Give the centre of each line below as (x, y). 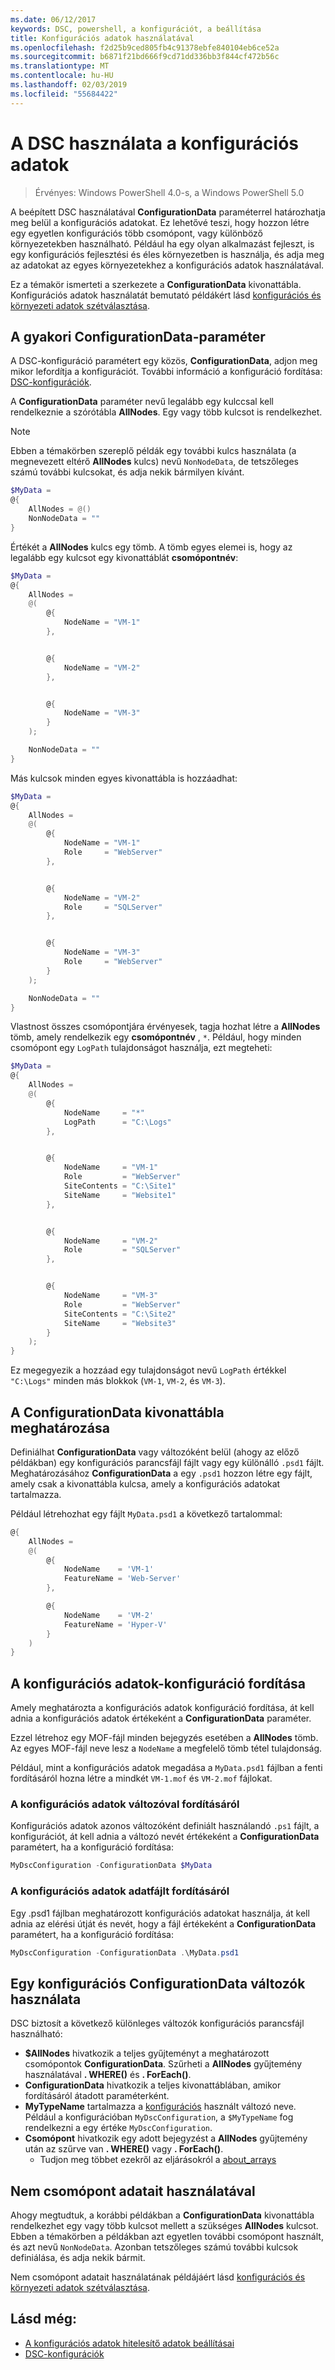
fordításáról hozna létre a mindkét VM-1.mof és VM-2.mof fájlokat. (141, 1778)
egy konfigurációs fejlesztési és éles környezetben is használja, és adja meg (167, 254)
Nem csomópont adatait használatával (133, 2191)
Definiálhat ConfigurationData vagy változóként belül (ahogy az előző (155, 1452)
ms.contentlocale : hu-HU (62, 76)
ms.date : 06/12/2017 (53, 19)
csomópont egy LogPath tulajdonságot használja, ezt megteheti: (141, 1048)
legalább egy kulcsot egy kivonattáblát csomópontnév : (124, 557)
